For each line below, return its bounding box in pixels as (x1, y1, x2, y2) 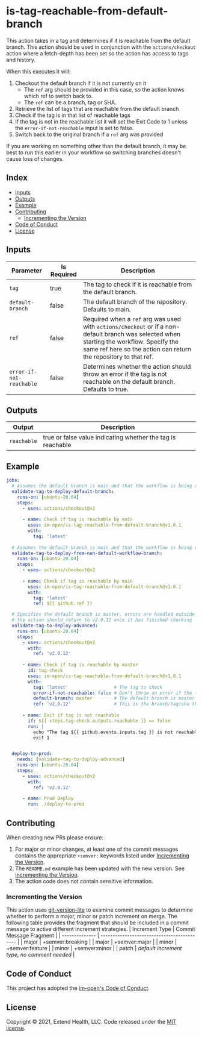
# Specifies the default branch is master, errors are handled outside (11, 612, 195, 618)
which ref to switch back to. (23, 92, 93, 99)
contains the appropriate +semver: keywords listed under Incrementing (14, 852, 189, 859)
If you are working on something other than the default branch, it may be (6, 142, 186, 149)
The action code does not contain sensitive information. (14, 878, 153, 885)
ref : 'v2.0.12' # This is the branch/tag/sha (32, 701, 189, 707)
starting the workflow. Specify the (83, 337, 179, 346)
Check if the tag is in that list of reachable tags (14, 111, 131, 119)
